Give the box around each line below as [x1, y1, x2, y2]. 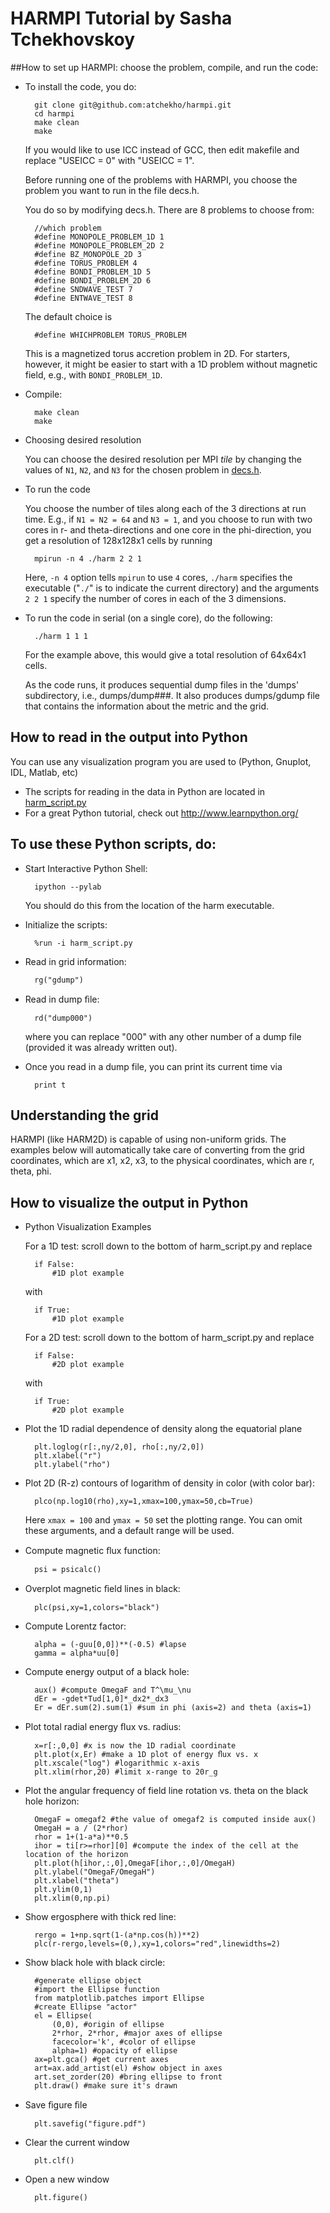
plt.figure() [34, 2193, 89, 2203]
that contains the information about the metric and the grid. [24, 700, 270, 712]
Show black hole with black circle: [24, 1957, 166, 1969]
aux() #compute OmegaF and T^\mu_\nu [34, 1685, 192, 1696]
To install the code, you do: [24, 80, 137, 92]
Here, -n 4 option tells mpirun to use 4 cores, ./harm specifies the [24, 571, 293, 583]
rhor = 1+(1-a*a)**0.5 [34, 1832, 129, 1842]
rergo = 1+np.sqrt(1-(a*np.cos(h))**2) [34, 1930, 200, 1941]
